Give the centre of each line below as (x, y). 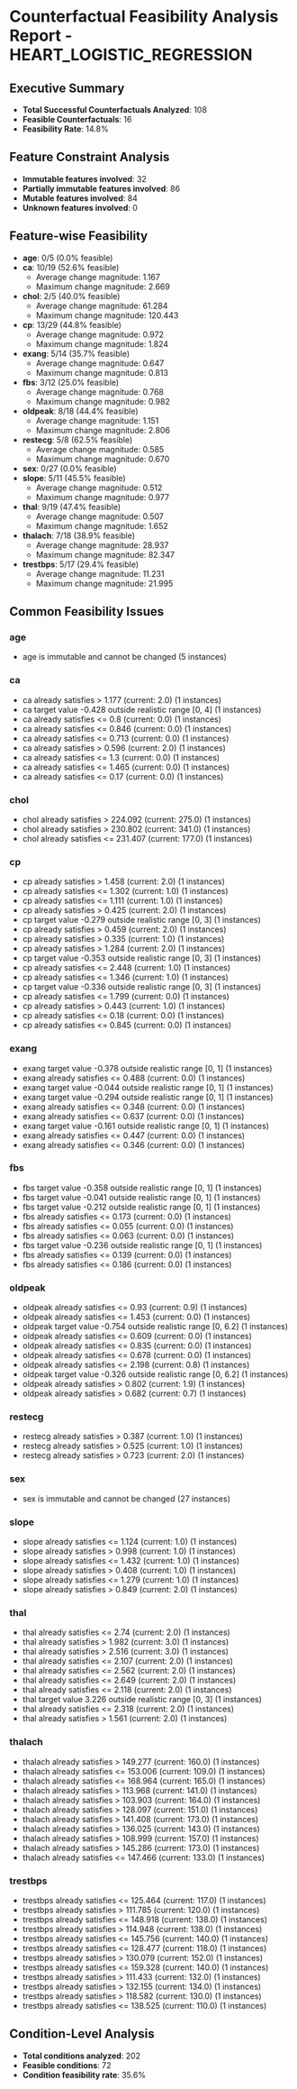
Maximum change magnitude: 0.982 (103, 401)
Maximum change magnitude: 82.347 (105, 554)
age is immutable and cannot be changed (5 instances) (125, 657)
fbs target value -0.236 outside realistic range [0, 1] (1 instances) (142, 1245)
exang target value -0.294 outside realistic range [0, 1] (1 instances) (148, 1097)
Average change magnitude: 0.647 (100, 363)
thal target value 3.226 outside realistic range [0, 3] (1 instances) (142, 1700)
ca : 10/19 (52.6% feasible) (71, 267)
